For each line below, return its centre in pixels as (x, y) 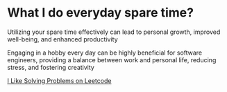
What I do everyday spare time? (101, 13)
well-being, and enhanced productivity (62, 39)
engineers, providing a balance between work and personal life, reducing (112, 59)
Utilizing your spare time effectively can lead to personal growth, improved (114, 32)
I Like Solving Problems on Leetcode (59, 80)
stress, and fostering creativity (51, 67)
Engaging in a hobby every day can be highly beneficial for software (105, 53)
